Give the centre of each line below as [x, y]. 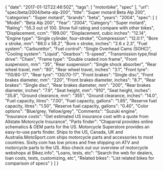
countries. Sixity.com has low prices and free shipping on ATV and [72, 142]
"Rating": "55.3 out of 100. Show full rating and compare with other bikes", [80, 28]
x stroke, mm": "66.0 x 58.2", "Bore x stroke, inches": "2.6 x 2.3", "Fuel [76, 43]
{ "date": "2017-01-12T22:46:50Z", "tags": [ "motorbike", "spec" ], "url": [77, 7]
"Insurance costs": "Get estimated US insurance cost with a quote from [77, 116]
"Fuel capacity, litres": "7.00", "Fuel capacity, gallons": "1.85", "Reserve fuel [81, 101]
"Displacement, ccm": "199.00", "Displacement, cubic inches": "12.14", [76, 33]
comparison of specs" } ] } [32, 163]
